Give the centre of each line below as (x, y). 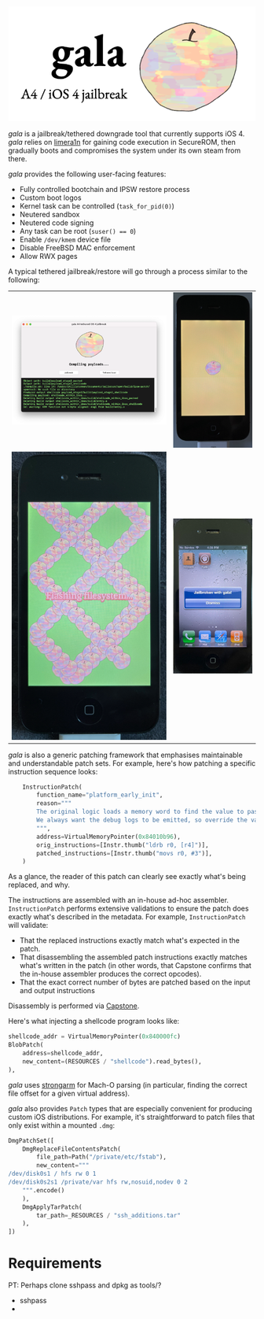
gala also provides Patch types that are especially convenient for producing (130, 1108)
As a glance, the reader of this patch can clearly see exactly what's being (127, 877)
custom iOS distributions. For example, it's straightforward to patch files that (132, 1117)
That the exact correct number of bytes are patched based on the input (135, 982)
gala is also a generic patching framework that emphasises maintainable (126, 755)
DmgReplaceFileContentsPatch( (72, 1149)
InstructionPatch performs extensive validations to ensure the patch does (128, 909)
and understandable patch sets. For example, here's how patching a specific (132, 763)
